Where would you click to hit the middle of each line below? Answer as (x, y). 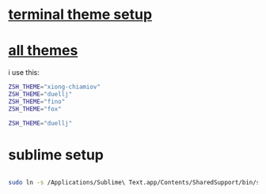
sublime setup (56, 155)
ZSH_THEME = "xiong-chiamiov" (55, 87)
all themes (43, 51)
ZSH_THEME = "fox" (35, 109)
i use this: (24, 73)
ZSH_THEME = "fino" (37, 101)
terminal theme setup (80, 15)
